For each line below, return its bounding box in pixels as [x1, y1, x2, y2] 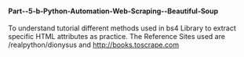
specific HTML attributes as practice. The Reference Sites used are [8, 32, 226, 41]
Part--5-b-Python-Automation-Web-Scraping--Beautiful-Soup [8, 6, 218, 16]
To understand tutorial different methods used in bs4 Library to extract [8, 23, 237, 33]
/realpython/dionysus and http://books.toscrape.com [8, 40, 179, 50]
